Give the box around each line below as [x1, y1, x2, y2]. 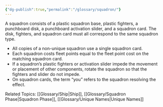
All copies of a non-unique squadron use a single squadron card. [12, 45, 143, 51]
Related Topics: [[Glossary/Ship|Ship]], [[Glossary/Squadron [5, 91, 126, 97]
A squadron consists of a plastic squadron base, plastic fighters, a [5, 20, 138, 26]
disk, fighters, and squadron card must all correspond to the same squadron [5, 31, 159, 36]
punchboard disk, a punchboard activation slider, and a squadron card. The [5, 25, 157, 32]
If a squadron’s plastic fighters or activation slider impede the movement [12, 61, 158, 67]
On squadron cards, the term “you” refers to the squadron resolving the [12, 76, 156, 82]
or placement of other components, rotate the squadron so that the [12, 66, 147, 72]
